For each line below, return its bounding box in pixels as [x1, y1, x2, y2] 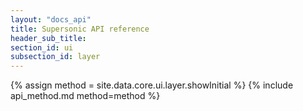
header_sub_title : [10, 33, 87, 43]
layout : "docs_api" [10, 14, 92, 25]
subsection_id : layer [10, 52, 101, 62]
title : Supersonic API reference [10, 24, 150, 34]
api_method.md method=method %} [10, 90, 161, 102]
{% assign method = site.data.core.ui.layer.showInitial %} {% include [10, 79, 294, 91]
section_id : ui [10, 42, 74, 53]
